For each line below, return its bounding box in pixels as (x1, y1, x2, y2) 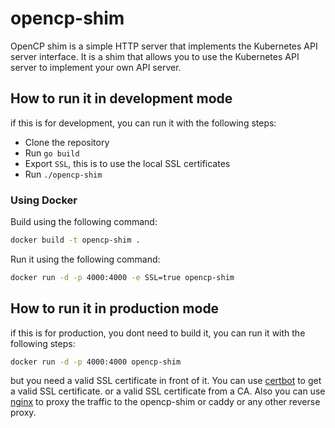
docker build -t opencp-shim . (10, 235, 141, 246)
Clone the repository (24, 136, 110, 148)
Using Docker (10, 193, 78, 207)
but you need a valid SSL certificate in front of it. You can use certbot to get (10, 375, 322, 387)
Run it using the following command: (10, 253, 161, 265)
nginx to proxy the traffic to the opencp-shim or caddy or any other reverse (10, 396, 321, 408)
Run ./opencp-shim (24, 168, 103, 180)
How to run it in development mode (10, 90, 233, 107)
